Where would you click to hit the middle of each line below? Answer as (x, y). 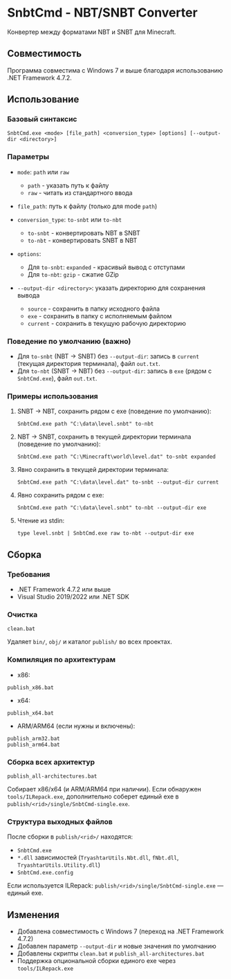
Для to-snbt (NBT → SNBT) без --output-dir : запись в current (108, 356)
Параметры (28, 157)
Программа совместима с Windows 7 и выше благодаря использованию (115, 70)
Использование (43, 99)
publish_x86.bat (30, 687)
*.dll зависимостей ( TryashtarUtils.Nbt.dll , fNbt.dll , (98, 858)
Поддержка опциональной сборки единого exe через (96, 961)
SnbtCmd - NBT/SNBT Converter (103, 13)
